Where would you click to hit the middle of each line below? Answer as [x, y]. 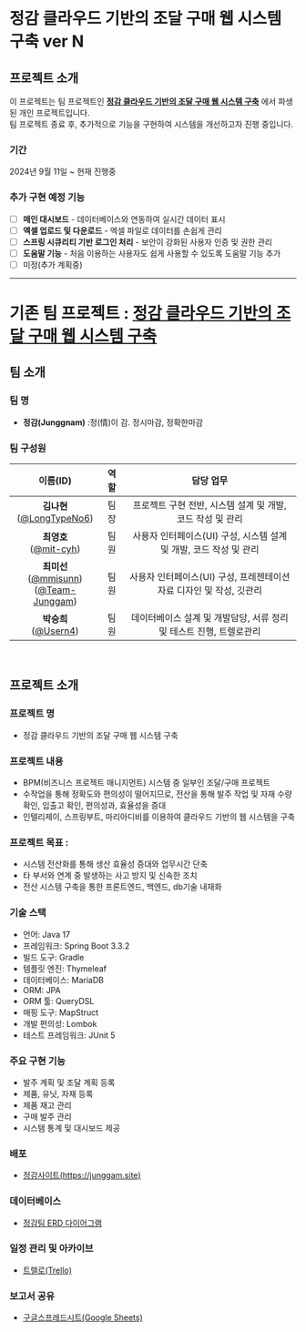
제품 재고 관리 [47, 1105]
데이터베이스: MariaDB [63, 980]
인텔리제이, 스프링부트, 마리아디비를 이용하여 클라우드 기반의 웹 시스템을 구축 [159, 817]
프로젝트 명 [32, 714]
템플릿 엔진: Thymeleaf [65, 968]
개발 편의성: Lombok [60, 1023]
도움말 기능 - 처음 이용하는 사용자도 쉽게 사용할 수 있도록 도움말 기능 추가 [152, 253]
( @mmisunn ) [55, 579]
